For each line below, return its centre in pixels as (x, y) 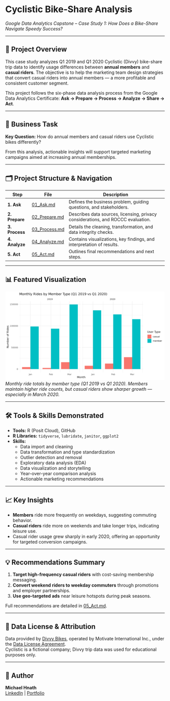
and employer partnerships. (41, 591)
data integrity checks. (91, 232)
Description (116, 194)
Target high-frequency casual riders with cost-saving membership (83, 574)
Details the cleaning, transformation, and (111, 227)
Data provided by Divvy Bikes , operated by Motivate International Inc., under (85, 639)
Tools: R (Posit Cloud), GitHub (44, 430)
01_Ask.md (44, 204)
